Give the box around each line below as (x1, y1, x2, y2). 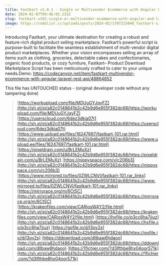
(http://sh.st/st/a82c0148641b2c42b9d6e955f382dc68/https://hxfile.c (17, 220, 159, 225)
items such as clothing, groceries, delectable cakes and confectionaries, (5, 55, 151, 61)
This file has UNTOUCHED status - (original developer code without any (5, 85, 150, 91)
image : (5, 21, 19, 26)
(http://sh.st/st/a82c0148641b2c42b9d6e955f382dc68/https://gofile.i (17, 230, 158, 236)
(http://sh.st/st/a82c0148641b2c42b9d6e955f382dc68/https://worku (17, 105, 157, 111)
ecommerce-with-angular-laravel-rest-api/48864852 (5, 76, 112, 82)
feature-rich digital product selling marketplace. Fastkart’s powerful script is (5, 40, 158, 45)
